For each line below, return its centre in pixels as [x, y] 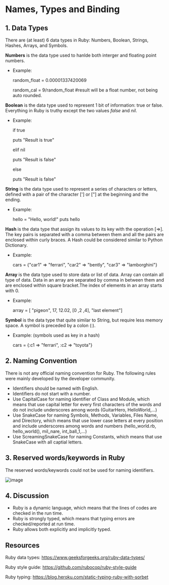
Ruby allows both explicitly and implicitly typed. [62, 529]
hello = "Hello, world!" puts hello [46, 219]
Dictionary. [16, 245]
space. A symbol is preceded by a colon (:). [50, 325]
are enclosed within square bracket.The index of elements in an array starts [84, 285]
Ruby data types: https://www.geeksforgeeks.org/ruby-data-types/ [75, 558]
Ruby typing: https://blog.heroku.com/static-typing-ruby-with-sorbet [77, 577]
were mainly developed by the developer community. [60, 378]
